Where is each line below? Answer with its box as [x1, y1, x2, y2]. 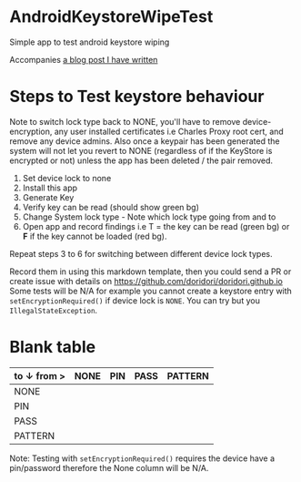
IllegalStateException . [9, 304, 98, 315]
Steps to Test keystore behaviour [9, 87, 265, 107]
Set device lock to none [22, 172, 112, 183]
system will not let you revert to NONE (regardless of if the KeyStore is [9, 145, 273, 156]
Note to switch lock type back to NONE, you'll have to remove [9, 116, 241, 127]
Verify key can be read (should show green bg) [22, 201, 200, 212]
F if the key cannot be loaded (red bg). [22, 231, 167, 241]
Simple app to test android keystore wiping [9, 36, 170, 47]
